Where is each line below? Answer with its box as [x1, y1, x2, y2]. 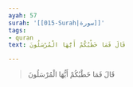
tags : [8, 26, 26, 34]
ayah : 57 [8, 11, 37, 20]
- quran [8, 33, 34, 42]
